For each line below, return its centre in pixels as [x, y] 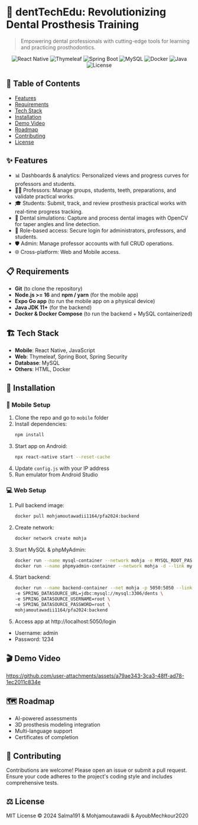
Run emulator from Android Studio [56, 474]
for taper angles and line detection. [57, 224]
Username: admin [36, 633]
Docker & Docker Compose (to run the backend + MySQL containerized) [103, 314]
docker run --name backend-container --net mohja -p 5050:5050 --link [103, 588]
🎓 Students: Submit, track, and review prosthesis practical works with [101, 203]
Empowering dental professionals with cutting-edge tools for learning [105, 41]
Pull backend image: [39, 505]
